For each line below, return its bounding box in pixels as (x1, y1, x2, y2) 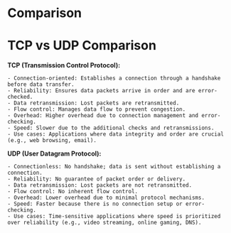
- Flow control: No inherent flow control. (7, 188, 139, 195)
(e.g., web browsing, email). (7, 137, 97, 144)
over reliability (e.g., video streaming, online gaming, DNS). (7, 219, 202, 227)
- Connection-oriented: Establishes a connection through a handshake (7, 75, 221, 82)
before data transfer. (7, 81, 75, 88)
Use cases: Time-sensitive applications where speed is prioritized (14, 213, 221, 220)
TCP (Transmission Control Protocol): (7, 61, 121, 70)
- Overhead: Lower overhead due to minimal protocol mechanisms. (7, 194, 205, 202)
